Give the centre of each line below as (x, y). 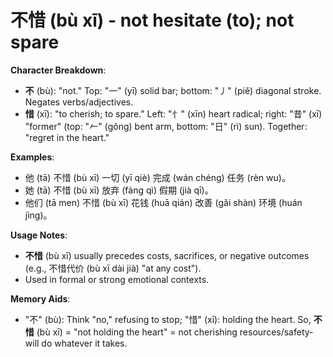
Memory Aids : (40, 298)
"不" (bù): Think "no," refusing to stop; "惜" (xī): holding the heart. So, (168, 319)
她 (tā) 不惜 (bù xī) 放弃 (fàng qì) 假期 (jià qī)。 (119, 190)
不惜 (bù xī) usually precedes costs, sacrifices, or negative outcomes (167, 255)
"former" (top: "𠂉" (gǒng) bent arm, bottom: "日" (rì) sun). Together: (166, 126)
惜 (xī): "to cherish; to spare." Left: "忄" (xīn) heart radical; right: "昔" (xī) (173, 113)
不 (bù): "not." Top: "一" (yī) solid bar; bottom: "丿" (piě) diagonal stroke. (173, 90)
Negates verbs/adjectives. (79, 102)
